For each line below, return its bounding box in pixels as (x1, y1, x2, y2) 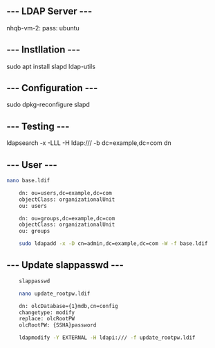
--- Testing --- (6, 120, 70, 132)
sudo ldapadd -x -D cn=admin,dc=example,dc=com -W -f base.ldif (19, 240, 208, 247)
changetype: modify (19, 309, 75, 316)
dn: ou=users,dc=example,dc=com (19, 189, 112, 196)
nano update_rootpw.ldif (19, 290, 91, 297)
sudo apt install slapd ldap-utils (6, 62, 96, 70)
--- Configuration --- (6, 82, 98, 94)
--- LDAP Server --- (6, 6, 93, 17)
